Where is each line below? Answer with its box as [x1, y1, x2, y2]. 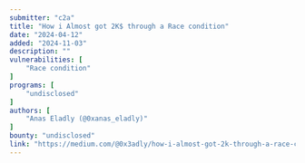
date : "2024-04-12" [9, 30, 84, 39]
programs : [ [9, 81, 54, 90]
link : [9, 139, 30, 149]
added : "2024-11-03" [9, 38, 88, 48]
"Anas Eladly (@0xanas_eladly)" [25, 114, 148, 123]
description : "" [9, 47, 71, 56]
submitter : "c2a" [9, 13, 75, 23]
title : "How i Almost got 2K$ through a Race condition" [9, 22, 230, 31]
